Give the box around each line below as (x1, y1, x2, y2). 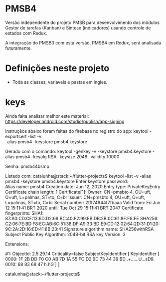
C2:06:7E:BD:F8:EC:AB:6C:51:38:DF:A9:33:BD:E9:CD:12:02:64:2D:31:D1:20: (5, 221, 160, 227)
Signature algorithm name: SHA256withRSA (64, 226, 154, 232)
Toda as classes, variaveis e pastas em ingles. (12, 79, 108, 85)
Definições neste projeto (5, 63, 110, 74)
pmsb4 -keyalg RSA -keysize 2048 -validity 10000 (15, 153, 120, 160)
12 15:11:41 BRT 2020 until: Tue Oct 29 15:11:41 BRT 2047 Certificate (5, 205, 144, 211)
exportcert (5, 133, 27, 139)
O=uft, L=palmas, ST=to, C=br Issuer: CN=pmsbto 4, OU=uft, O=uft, (5, 194, 146, 200)
